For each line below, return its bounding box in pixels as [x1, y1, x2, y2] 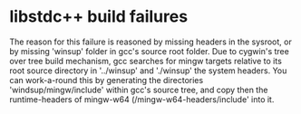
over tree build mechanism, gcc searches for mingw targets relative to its [9, 55, 283, 66]
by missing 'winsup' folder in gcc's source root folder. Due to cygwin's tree [9, 45, 290, 56]
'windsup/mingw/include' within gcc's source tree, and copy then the [9, 84, 268, 95]
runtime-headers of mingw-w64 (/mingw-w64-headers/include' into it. [9, 93, 275, 105]
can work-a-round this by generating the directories [9, 74, 204, 85]
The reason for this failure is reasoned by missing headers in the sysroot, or [9, 36, 292, 47]
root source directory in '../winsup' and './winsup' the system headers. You [9, 65, 287, 76]
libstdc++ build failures [9, 6, 189, 27]
